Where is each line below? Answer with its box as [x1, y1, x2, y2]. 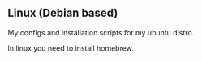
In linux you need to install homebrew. [7, 43, 135, 53]
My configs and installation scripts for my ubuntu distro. [7, 27, 195, 37]
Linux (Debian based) [7, 6, 118, 20]
